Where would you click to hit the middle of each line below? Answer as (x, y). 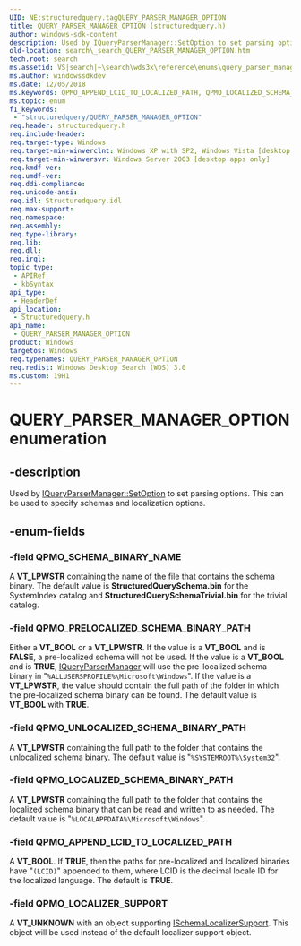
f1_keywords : (34, 109)
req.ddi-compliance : (48, 185)
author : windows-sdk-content (64, 34)
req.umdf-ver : (36, 176)
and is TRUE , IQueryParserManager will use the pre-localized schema (138, 666)
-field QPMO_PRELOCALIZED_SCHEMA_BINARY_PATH (130, 628)
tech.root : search (43, 59)
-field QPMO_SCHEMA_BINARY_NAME (95, 556)
